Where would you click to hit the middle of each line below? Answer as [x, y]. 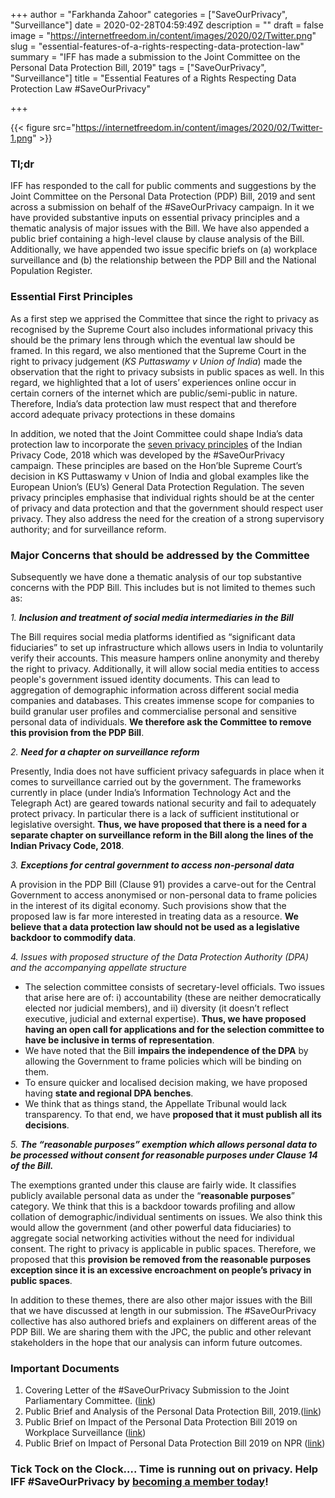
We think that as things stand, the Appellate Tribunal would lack [155, 1103]
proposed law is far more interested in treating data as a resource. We [154, 916]
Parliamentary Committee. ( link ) [90, 1401]
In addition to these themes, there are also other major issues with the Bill [161, 1300]
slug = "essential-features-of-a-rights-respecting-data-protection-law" [157, 46]
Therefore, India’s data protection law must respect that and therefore [153, 403]
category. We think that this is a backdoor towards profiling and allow [153, 1206]
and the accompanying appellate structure [99, 967]
